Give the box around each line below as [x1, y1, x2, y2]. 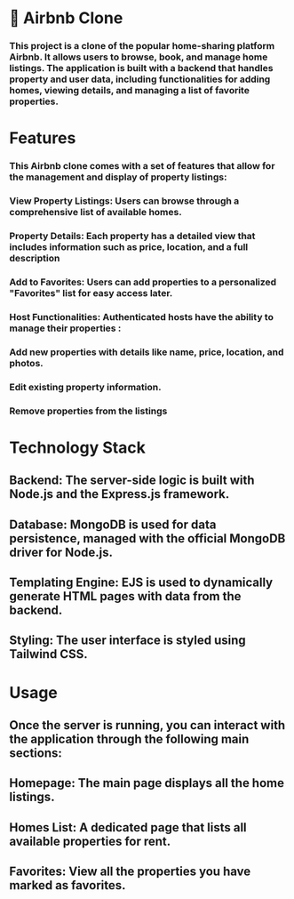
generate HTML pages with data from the [9, 589, 242, 604]
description [9, 253, 60, 265]
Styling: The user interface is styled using [9, 633, 246, 648]
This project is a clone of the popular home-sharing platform [9, 40, 275, 52]
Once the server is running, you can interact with [9, 718, 286, 733]
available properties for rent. [9, 833, 171, 848]
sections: [9, 746, 62, 760]
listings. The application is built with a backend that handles [9, 62, 274, 75]
